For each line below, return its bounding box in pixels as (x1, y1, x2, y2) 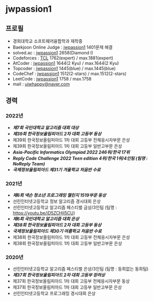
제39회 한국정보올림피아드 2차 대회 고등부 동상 (12, 131, 102, 137)
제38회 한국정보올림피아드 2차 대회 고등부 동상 (12, 222, 102, 228)
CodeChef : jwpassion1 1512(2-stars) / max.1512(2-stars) (12, 71, 127, 77)
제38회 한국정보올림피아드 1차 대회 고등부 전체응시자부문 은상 (12, 234, 130, 240)
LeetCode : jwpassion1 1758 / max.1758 (12, 76, 92, 82)
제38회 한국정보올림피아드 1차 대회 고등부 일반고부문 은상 (12, 240, 122, 246)
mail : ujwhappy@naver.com (12, 81, 70, 87)
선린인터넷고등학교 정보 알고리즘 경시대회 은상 (12, 198, 101, 204)
